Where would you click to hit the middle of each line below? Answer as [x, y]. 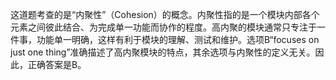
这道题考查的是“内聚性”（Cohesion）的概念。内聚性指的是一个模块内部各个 [165, 14]
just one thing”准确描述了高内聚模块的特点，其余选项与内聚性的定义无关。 [163, 52]
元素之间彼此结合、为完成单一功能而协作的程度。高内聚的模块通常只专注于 [163, 27]
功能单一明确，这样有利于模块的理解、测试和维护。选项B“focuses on [178, 39]
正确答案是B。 [57, 64]
